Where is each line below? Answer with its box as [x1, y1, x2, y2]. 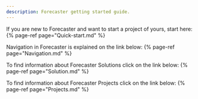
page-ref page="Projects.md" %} [6, 85, 89, 93]
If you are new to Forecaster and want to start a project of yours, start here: [6, 25, 193, 32]
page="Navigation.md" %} [6, 49, 72, 57]
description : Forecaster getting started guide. [6, 8, 130, 15]
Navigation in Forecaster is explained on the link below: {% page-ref [6, 43, 175, 50]
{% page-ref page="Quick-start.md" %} [6, 31, 106, 39]
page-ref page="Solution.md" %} [6, 67, 89, 75]
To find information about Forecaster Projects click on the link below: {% [6, 79, 185, 86]
